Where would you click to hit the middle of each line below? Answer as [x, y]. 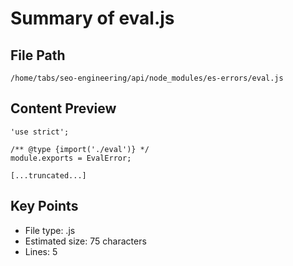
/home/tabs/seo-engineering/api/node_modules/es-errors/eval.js [147, 78]
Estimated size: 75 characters [85, 241]
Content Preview [63, 108]
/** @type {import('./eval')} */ [80, 149]
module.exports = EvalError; [71, 158]
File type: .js [50, 230]
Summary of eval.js [92, 18]
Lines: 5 [41, 251]
